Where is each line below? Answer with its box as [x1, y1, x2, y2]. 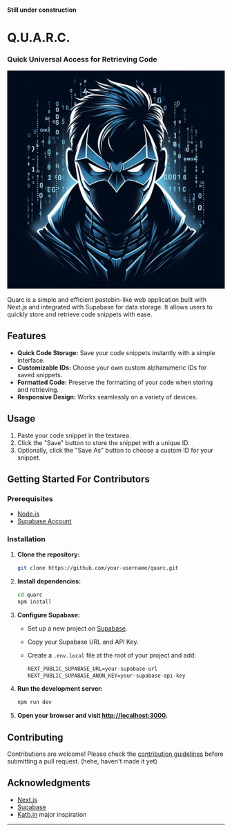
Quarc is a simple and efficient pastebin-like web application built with [7, 296, 207, 304]
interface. [17, 356, 45, 364]
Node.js [17, 509, 40, 518]
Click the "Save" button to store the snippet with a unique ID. [17, 438, 190, 446]
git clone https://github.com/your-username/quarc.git [17, 564, 179, 571]
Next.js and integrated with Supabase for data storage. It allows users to [7, 303, 213, 311]
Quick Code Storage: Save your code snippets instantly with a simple [17, 348, 215, 356]
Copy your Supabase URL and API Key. [27, 637, 139, 646]
